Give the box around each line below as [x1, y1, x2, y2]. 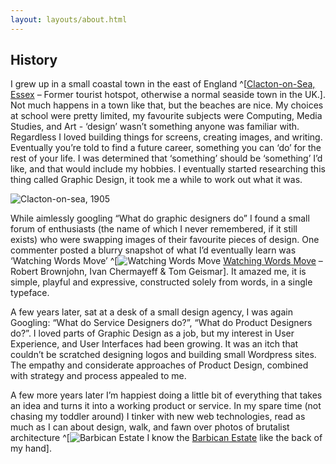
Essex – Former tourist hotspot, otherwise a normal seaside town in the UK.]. [10, 89, 326, 101]
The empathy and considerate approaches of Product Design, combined [10, 359, 309, 371]
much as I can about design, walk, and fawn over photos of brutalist [10, 421, 290, 433]
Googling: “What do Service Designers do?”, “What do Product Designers [10, 317, 313, 329]
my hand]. [10, 442, 52, 455]
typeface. [10, 287, 50, 299]
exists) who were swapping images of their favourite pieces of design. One [10, 234, 320, 246]
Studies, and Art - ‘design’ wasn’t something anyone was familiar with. [10, 121, 300, 133]
